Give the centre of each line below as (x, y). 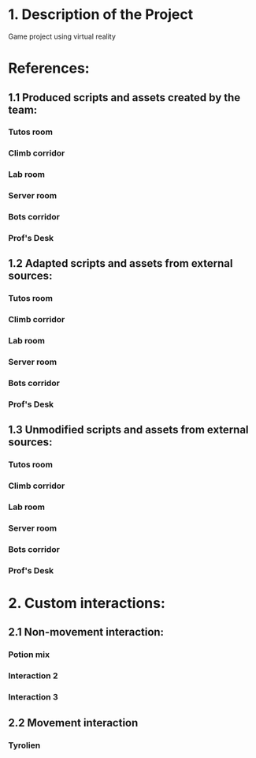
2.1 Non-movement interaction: (86, 632)
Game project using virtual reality (62, 36)
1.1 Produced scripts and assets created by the (124, 98)
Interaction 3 (33, 697)
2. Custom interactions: (87, 604)
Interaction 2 (33, 676)
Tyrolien (24, 745)
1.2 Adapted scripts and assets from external (121, 263)
